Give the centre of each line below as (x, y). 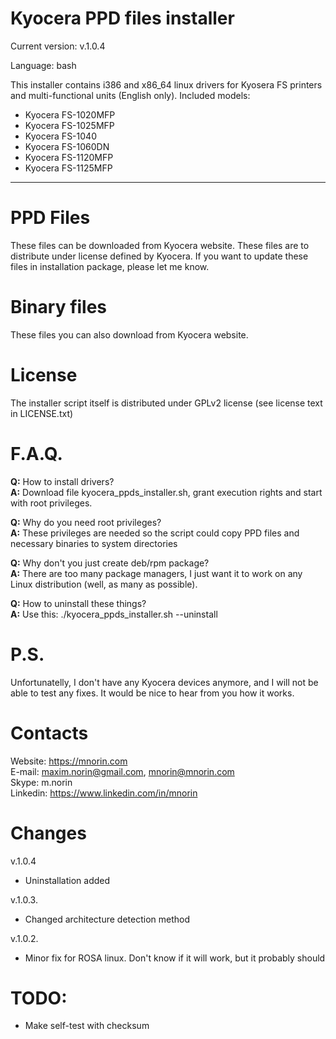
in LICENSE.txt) (42, 413)
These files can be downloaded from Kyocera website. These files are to (160, 245)
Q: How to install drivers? (62, 481)
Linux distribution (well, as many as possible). (104, 584)
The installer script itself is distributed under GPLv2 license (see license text (166, 403)
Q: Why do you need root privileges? (86, 522)
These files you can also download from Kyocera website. (129, 334)
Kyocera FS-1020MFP (70, 114)
